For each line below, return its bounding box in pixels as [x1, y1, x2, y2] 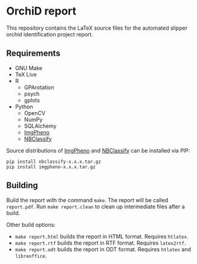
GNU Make [15, 64, 43, 71]
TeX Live [15, 71, 37, 78]
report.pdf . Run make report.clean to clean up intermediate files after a [6, 203, 186, 210]
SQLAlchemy [24, 122, 57, 130]
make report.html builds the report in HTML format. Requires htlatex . [15, 233, 189, 240]
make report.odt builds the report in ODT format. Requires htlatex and [15, 245, 192, 252]
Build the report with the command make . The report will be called [6, 196, 168, 203]
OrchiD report [6, 4, 77, 18]
